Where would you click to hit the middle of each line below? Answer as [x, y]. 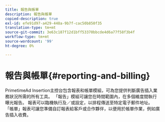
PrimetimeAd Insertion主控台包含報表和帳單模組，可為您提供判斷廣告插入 [79, 90]
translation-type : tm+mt [30, 28]
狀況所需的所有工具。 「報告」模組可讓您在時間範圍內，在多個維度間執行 [83, 96]
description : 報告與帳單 [29, 14]
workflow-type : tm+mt [27, 37]
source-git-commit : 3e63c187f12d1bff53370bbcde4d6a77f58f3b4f [70, 32]
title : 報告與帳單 [22, 10]
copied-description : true [31, 19]
